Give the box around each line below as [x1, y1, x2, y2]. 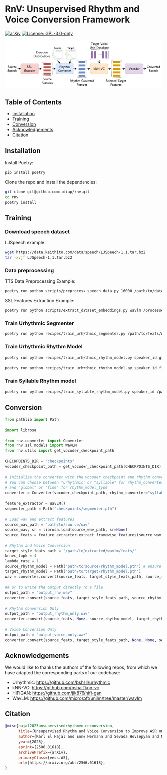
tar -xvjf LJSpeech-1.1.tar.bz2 [5, 255, 72, 260]
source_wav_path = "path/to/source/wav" [5, 522, 90, 527]
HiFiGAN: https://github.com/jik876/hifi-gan [12, 690, 102, 696]
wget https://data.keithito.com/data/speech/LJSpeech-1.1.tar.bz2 [5, 250, 146, 255]
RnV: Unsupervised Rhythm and [5, 3, 140, 15]
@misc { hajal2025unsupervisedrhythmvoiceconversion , [5, 723, 114, 729]
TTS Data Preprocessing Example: [5, 278, 76, 284]
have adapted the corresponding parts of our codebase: [5, 669, 120, 675]
